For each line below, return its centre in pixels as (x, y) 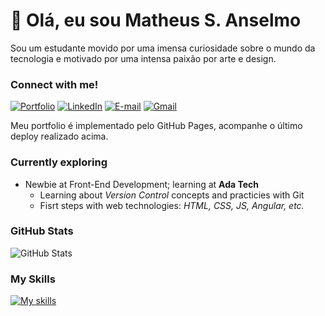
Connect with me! (54, 84)
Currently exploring (59, 162)
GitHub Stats (42, 231)
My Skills (33, 279)
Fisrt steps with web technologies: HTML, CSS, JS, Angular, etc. (172, 205)
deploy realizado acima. (59, 136)
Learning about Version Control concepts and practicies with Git (172, 195)
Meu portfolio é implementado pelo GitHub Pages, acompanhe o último (156, 126)
